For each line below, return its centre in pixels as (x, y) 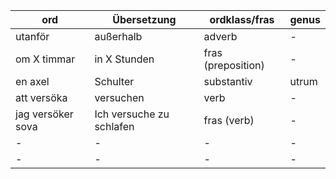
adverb (220, 36)
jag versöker (44, 114)
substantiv (228, 81)
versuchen (119, 97)
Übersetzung (144, 19)
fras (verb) (229, 120)
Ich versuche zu (132, 114)
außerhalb (118, 36)
